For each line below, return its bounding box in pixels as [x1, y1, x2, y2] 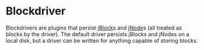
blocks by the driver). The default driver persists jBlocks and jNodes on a [5, 30, 190, 37]
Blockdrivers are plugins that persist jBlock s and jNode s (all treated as [5, 24, 183, 31]
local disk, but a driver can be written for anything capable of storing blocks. [5, 37, 198, 44]
